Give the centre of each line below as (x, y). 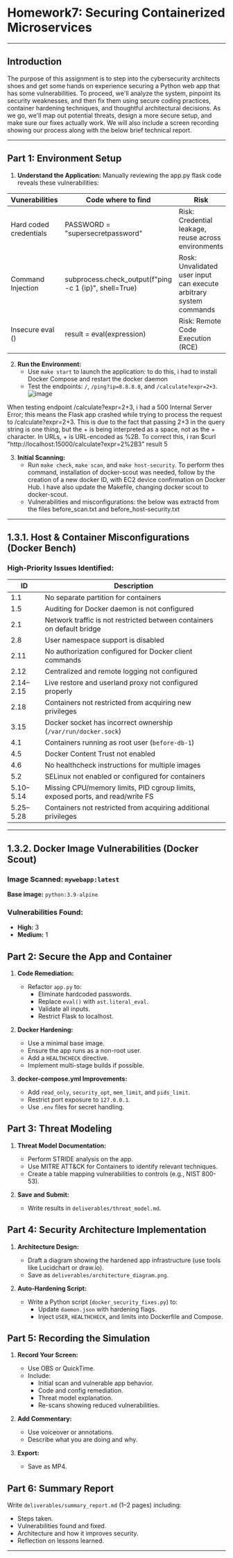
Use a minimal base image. (66, 1043)
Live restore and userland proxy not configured (121, 683)
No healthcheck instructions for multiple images (123, 765)
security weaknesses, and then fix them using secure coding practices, (109, 100)
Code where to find (118, 199)
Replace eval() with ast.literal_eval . (93, 1002)
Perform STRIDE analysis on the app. (80, 1159)
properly (59, 691)
